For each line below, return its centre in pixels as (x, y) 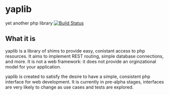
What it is (20, 39)
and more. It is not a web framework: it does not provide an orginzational (81, 61)
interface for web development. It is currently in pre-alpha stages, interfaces (84, 81)
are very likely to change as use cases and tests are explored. (69, 87)
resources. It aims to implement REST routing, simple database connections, (84, 56)
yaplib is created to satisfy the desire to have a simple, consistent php (78, 76)
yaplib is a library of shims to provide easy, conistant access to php (75, 50)
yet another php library (29, 23)
